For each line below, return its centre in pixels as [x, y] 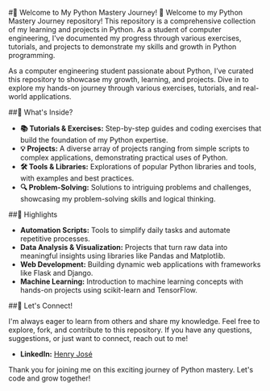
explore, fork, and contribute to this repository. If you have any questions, [130, 330]
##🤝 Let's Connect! [40, 306]
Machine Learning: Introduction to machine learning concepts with [131, 281]
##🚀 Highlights [33, 214]
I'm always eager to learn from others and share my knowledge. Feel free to [134, 321]
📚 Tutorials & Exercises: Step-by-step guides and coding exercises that [141, 128]
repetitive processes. [55, 239]
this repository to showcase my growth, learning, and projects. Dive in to [129, 79]
